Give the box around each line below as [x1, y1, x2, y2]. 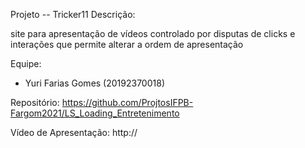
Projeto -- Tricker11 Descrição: [10, 9, 136, 20]
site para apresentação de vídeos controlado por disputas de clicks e [10, 28, 296, 39]
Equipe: [10, 58, 42, 69]
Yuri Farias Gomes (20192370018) [24, 77, 165, 89]
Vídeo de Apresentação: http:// [10, 127, 138, 138]
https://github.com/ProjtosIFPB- [61, 97, 194, 108]
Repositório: [10, 97, 60, 108]
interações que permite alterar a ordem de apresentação [10, 39, 244, 50]
